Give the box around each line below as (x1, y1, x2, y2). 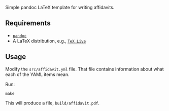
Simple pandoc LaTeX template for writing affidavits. (5, 5, 115, 10)
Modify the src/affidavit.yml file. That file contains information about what (5, 66, 164, 72)
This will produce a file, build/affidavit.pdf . (5, 100, 100, 106)
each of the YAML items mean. (5, 71, 70, 78)
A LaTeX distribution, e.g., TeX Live (12, 38, 86, 44)
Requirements (5, 19, 51, 27)
